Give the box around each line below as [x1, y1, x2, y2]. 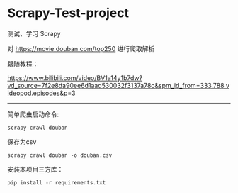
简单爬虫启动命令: [7, 110, 59, 118]
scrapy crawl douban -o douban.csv [7, 151, 113, 159]
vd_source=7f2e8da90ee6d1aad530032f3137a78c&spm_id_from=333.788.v [7, 81, 230, 89]
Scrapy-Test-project [7, 5, 130, 21]
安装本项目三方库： [7, 165, 64, 173]
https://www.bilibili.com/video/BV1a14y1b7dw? [7, 73, 143, 82]
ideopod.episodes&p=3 [7, 89, 76, 97]
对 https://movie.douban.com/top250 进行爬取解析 [7, 44, 155, 53]
